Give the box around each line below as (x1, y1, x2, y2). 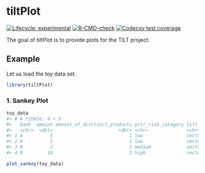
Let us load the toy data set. (6, 70, 76, 77)
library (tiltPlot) (6, 82, 53, 88)
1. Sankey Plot (6, 96, 49, 105)
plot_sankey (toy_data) (6, 160, 64, 167)
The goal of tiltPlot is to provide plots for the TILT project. (6, 36, 150, 43)
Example (6, 54, 40, 65)
